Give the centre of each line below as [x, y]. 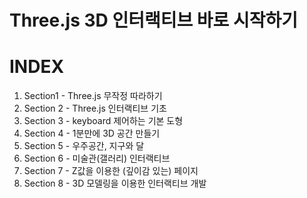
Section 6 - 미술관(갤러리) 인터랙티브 [97, 158]
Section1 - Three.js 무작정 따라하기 [93, 96]
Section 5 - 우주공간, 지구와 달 [84, 146]
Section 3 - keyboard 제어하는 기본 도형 [103, 121]
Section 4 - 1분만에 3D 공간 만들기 [92, 133]
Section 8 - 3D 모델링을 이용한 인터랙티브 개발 [115, 183]
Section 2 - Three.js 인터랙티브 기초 [95, 108]
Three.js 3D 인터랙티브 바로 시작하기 [153, 20]
